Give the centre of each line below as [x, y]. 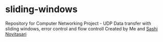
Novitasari [16, 34]
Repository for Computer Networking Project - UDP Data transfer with [78, 23]
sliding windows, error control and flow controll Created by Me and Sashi [81, 28]
